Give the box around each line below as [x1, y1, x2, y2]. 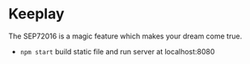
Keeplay [8, 5, 65, 23]
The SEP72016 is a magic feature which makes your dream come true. [8, 31, 243, 41]
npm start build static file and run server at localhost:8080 [19, 46, 215, 56]
